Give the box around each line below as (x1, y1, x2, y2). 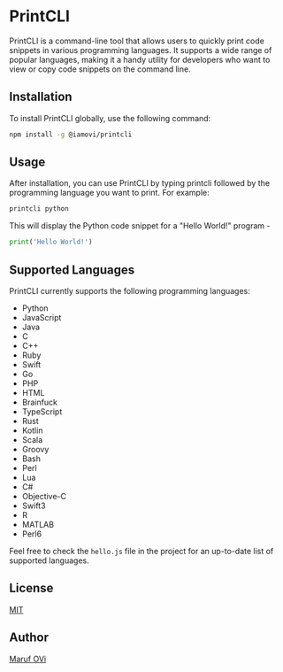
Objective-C (21, 491, 67, 501)
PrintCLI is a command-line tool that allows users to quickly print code (9, 35, 265, 46)
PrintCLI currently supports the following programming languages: (9, 286, 250, 296)
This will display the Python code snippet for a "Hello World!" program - (9, 220, 271, 231)
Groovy (21, 444, 50, 454)
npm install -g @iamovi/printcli (9, 130, 133, 139)
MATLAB (21, 520, 55, 529)
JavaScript (21, 313, 62, 322)
